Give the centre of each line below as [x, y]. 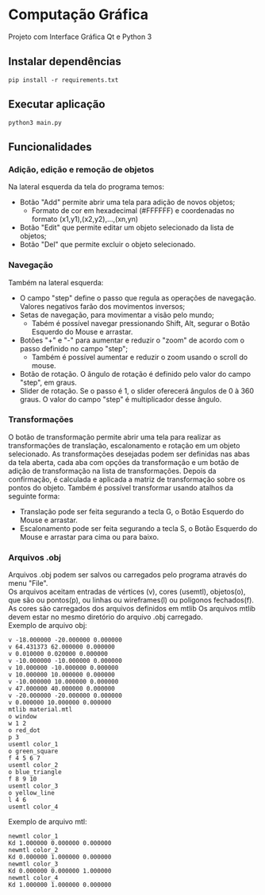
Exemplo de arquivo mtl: [48, 822]
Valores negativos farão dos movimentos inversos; [102, 306]
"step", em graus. [48, 382]
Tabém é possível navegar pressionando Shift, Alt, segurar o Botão [140, 323]
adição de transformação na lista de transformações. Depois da [112, 471]
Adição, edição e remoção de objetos [81, 169]
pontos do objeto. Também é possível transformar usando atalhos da [121, 487]
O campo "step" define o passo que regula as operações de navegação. [138, 298]
